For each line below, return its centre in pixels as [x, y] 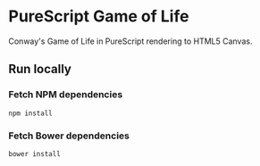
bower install [35, 154]
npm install [30, 113]
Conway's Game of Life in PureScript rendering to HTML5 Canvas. [130, 41]
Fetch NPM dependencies [66, 95]
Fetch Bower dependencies [69, 136]
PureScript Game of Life [99, 17]
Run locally [40, 69]
